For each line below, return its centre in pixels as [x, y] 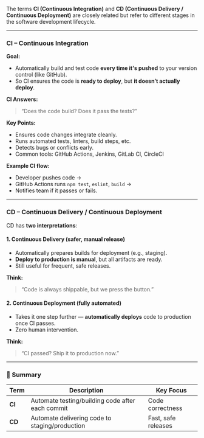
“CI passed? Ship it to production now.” [70, 353]
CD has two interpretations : [42, 225]
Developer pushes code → [48, 178]
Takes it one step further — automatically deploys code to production [103, 317]
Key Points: [21, 123]
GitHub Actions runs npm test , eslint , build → [73, 184]
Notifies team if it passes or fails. [56, 190]
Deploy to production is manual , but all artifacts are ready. [89, 259]
